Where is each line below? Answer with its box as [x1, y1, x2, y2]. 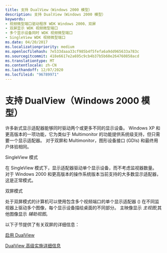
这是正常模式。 [5, 177, 36, 183]
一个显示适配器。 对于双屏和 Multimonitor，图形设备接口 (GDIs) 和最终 [9, 137, 154, 143]
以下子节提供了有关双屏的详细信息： [5, 221, 80, 227]
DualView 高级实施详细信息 [5, 243, 61, 249]
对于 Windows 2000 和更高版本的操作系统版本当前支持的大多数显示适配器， [5, 171, 161, 177]
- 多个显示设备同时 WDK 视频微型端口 [5, 30, 73, 35]
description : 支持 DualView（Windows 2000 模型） [5, 12, 106, 17]
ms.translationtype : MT [5, 58, 55, 63]
